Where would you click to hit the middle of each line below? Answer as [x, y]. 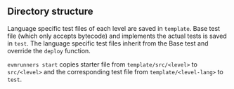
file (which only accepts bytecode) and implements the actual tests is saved [117, 36]
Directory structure [50, 12]
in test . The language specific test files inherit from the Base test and [108, 43]
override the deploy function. [49, 50]
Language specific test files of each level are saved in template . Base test [113, 28]
